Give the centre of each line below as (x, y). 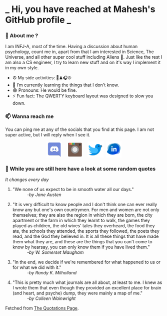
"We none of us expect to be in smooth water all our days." (73, 190)
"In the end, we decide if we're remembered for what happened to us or (86, 262)
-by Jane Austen (44, 195)
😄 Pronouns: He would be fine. (45, 90)
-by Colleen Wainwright (51, 298)
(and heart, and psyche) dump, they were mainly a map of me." (77, 293)
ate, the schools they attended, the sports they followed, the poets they (86, 231)
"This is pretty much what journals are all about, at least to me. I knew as (87, 282)
